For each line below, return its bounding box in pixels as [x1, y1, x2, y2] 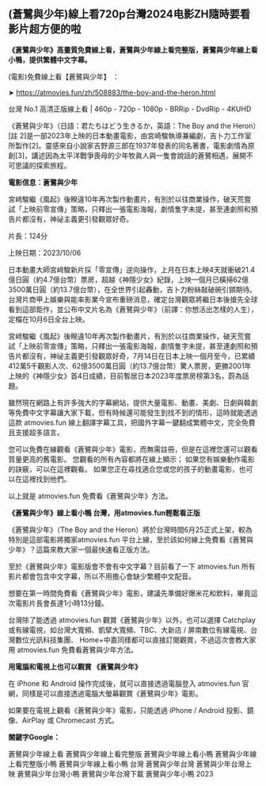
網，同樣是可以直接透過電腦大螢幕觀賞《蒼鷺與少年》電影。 [8, 688, 203, 698]
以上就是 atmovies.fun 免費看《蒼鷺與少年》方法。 [8, 491, 173, 500]
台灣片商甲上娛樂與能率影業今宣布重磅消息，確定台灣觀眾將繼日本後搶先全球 [8, 295, 258, 304]
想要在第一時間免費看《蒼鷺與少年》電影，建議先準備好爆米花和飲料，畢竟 [8, 588, 251, 598]
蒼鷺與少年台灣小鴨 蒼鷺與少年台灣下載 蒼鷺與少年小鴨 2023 [17, 769, 214, 778]
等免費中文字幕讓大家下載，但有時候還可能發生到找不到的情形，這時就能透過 [8, 407, 258, 417]
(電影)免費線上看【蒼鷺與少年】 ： [8, 71, 120, 81]
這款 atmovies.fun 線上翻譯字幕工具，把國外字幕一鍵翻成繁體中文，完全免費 [8, 418, 256, 427]
